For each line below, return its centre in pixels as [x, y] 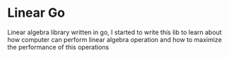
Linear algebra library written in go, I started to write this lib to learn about [114, 32]
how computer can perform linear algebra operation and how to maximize [115, 39]
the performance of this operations [58, 47]
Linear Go [36, 13]
